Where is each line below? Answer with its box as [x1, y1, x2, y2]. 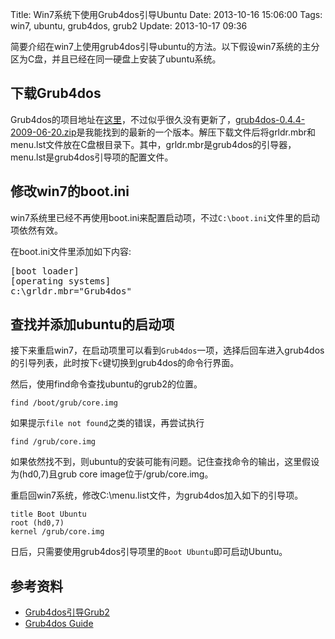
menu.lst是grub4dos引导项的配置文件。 [10, 151, 174, 163]
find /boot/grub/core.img [10, 398, 118, 408]
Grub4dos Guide [24, 618, 94, 630]
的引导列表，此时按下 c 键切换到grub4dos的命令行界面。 [10, 357, 240, 369]
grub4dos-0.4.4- [234, 113, 306, 125]
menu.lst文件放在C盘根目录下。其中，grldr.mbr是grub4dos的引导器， [10, 138, 297, 150]
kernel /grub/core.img [10, 527, 105, 537]
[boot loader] [10, 265, 80, 277]
